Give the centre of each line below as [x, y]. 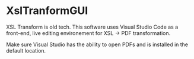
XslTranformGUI [47, 11]
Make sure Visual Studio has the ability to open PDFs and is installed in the [97, 44]
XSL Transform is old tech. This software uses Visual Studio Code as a [92, 27]
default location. [26, 50]
